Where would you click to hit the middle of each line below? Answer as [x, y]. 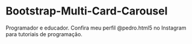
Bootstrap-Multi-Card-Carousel [87, 11]
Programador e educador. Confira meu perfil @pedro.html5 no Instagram [96, 28]
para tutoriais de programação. [44, 34]
